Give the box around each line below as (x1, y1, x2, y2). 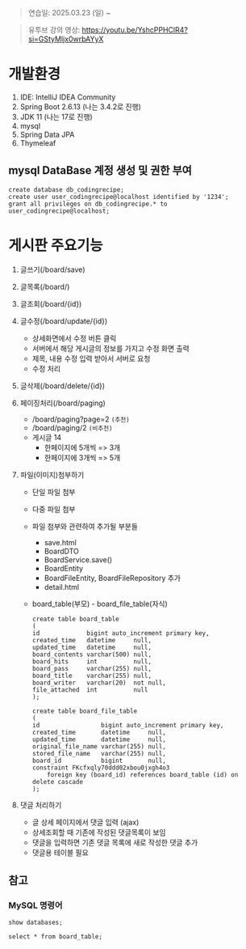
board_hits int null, (31, 657, 152, 666)
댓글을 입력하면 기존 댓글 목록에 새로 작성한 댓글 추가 (31, 837, 198, 847)
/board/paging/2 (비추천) (31, 422, 113, 432)
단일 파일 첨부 (31, 487, 76, 497)
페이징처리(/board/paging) (19, 398, 106, 408)
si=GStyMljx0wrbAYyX (27, 34, 104, 44)
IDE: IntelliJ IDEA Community (19, 92, 116, 102)
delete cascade (31, 777, 83, 786)
